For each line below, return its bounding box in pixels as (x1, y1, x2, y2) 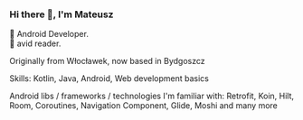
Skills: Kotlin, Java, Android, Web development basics (9, 73, 210, 84)
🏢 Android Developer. (9, 29, 89, 40)
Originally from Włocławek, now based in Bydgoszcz (9, 56, 205, 67)
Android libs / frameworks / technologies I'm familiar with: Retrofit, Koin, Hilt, (9, 90, 295, 102)
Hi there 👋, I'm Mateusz (9, 8, 114, 21)
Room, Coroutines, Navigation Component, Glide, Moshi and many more (9, 100, 278, 111)
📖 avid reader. (9, 38, 62, 49)
